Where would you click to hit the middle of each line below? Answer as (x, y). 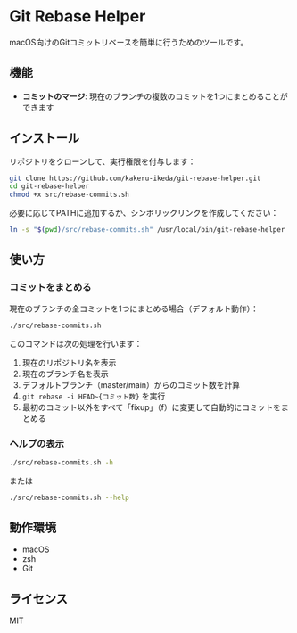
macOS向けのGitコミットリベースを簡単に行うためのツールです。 (129, 42)
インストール (45, 139)
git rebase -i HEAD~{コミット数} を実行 (94, 396)
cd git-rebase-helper (49, 186)
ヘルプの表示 (37, 443)
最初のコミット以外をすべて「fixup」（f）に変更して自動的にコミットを (152, 407)
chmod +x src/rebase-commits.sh (69, 195)
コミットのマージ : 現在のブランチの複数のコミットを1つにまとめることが (155, 96)
